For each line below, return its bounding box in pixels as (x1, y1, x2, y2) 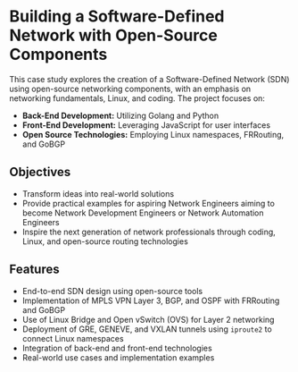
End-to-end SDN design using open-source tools (21, 285, 203, 296)
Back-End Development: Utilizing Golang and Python (21, 110, 219, 121)
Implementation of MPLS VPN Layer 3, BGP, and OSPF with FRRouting (21, 295, 280, 306)
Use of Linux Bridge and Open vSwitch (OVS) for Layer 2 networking (21, 314, 275, 325)
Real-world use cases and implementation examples (21, 351, 215, 363)
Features (9, 262, 60, 277)
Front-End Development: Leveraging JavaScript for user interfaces (21, 119, 270, 131)
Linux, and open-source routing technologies (21, 235, 189, 247)
